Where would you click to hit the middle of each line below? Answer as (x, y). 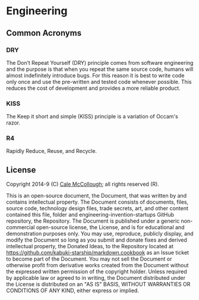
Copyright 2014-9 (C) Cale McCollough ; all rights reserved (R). (83, 184)
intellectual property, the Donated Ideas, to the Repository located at (90, 246)
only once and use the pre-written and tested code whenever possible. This (99, 82)
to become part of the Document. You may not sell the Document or (89, 259)
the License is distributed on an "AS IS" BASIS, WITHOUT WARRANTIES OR (98, 285)
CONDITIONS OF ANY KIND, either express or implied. (73, 290)
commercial (20, 227)
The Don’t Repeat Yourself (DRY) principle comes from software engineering (100, 62)
